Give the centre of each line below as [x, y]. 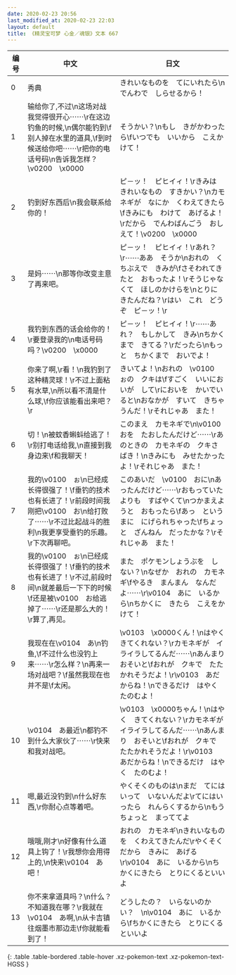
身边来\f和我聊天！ [58, 456]
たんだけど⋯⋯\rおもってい [171, 490]
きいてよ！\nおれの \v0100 [167, 369]
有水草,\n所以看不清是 [63, 391]
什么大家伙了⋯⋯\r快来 [72, 741]
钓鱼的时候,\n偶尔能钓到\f [70, 127]
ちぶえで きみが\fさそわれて [168, 268]
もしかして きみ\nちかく [183, 334]
